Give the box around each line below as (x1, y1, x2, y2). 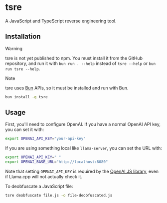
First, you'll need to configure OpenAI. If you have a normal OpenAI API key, (5, 121, 161, 128)
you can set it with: (5, 127, 44, 133)
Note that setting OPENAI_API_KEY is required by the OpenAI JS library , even (5, 168, 159, 175)
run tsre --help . (5, 66, 40, 71)
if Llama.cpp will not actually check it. (5, 174, 82, 180)
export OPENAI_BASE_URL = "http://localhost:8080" (5, 159, 108, 165)
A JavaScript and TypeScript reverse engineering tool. (5, 18, 117, 24)
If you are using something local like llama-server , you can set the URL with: (5, 145, 162, 151)
